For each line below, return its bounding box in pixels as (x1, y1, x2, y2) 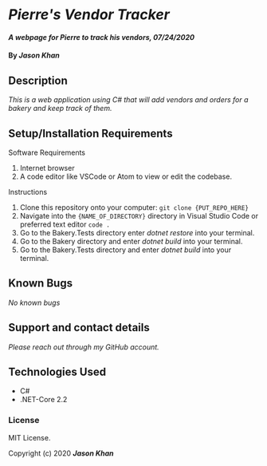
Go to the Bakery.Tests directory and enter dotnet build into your (19, 245, 232, 255)
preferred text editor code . (19, 219, 110, 229)
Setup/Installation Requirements (8, 126, 173, 140)
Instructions (8, 188, 48, 196)
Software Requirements (8, 148, 86, 157)
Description (8, 73, 68, 87)
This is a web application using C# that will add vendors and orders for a (8, 95, 249, 105)
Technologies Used (8, 365, 106, 379)
